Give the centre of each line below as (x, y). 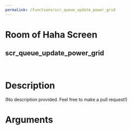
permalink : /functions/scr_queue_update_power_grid (60, 10)
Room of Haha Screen (51, 34)
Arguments (29, 120)
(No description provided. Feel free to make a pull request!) (67, 99)
